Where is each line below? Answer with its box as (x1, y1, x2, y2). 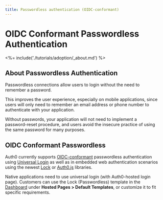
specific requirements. (5, 189, 50, 196)
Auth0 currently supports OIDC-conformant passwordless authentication (5, 154, 152, 160)
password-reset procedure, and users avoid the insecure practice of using (5, 122, 155, 128)
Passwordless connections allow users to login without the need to (5, 82, 140, 88)
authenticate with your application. (5, 107, 75, 113)
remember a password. (5, 87, 52, 93)
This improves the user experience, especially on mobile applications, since (5, 96, 158, 103)
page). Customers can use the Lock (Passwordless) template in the (5, 179, 140, 185)
